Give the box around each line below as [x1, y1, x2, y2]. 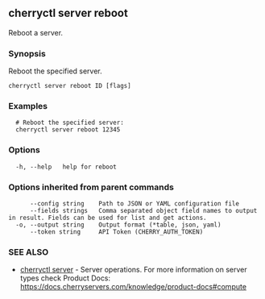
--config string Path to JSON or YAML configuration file [29, 200, 240, 208]
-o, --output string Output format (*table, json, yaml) [15, 221, 222, 229]
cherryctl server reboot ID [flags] [8, 82, 131, 90]
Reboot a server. [8, 27, 63, 37]
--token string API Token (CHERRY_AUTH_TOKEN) [29, 228, 204, 236]
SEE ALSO [8, 246, 49, 257]
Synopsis [8, 48, 46, 59]
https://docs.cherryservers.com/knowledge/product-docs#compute [19, 282, 247, 292]
